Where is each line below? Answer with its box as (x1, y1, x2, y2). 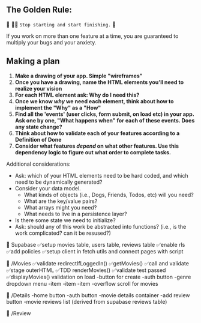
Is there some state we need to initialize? (14, 216, 116, 224)
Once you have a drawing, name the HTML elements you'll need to (14, 78, 184, 86)
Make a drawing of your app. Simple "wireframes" (14, 72, 143, 79)
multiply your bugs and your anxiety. (6, 38, 97, 46)
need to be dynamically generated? (14, 178, 103, 186)
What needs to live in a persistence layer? (23, 210, 127, 217)
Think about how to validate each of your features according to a (14, 129, 180, 137)
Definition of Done (14, 136, 62, 143)
